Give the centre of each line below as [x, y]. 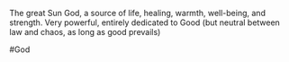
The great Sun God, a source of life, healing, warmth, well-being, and [137, 13]
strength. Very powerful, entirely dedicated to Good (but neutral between [145, 22]
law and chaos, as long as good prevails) [85, 32]
